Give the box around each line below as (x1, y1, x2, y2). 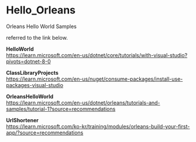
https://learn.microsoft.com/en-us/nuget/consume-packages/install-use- (6, 75, 183, 82)
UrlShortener (6, 116, 39, 123)
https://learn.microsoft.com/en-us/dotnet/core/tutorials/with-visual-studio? (6, 51, 188, 58)
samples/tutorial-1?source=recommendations (6, 105, 116, 112)
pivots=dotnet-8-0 (6, 58, 51, 65)
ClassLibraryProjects (6, 69, 59, 76)
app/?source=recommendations (6, 129, 84, 136)
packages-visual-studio (6, 81, 63, 88)
